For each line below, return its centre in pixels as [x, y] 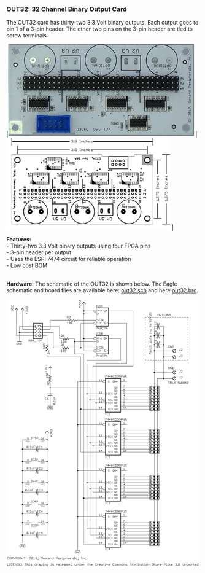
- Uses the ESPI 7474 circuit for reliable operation [69, 259]
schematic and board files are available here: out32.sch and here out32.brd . [102, 290]
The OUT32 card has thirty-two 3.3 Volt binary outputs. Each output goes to [102, 23]
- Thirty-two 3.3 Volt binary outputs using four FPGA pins [79, 246]
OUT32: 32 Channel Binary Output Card [67, 9]
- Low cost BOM [27, 265]
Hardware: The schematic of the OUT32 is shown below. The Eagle [92, 284]
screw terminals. [27, 36]
